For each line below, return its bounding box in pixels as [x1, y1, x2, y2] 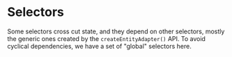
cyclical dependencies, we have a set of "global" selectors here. [7, 42, 192, 50]
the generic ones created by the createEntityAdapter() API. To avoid [7, 34, 206, 42]
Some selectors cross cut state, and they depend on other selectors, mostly [7, 27, 225, 35]
